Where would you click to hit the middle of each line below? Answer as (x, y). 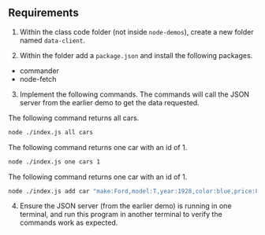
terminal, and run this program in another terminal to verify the (121, 215)
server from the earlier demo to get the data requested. (109, 102)
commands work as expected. (69, 222)
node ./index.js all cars (50, 132)
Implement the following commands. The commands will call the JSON (134, 94)
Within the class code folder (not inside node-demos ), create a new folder (136, 31)
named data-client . (52, 40)
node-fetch (38, 79)
